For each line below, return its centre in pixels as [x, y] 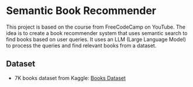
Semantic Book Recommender [81, 11]
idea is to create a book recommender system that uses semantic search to [97, 33]
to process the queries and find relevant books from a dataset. [81, 46]
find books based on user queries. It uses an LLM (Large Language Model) [96, 39]
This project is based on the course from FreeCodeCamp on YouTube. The [96, 27]
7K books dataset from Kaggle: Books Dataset [70, 78]
